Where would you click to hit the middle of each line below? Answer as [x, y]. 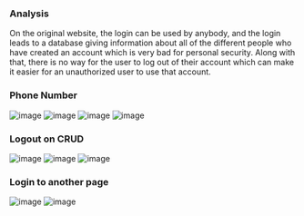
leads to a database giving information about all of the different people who [151, 43]
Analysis [30, 14]
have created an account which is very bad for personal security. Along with [152, 53]
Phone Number [43, 95]
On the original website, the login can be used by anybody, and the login [145, 34]
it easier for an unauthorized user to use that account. [110, 72]
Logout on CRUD [47, 139]
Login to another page [59, 182]
